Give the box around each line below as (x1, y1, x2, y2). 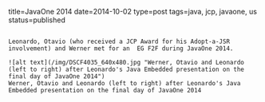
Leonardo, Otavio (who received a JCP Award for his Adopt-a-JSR (8, 37, 230, 45)
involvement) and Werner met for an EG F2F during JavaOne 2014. (8, 45, 234, 53)
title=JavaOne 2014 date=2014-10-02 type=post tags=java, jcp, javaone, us (8, 7, 258, 16)
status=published (8, 15, 66, 25)
